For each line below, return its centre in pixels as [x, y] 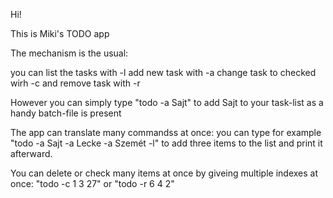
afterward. [31, 153]
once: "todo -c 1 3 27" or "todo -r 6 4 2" [92, 183]
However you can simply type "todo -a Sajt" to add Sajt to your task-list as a [167, 102]
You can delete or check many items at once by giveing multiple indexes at [164, 173]
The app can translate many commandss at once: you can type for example [166, 132]
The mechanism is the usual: [69, 53]
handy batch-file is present [66, 113]
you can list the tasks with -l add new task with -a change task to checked [163, 72]
